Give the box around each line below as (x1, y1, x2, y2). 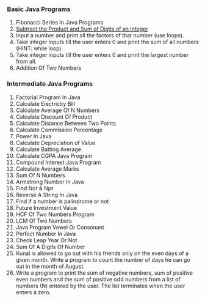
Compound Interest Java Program (15, 158, 101, 166)
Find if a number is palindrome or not (15, 198, 109, 205)
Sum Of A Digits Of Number (15, 243, 85, 250)
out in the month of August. (15, 262, 85, 270)
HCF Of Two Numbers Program (15, 210, 95, 218)
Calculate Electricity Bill (15, 100, 76, 107)
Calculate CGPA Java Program (15, 152, 93, 159)
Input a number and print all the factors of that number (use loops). (15, 32, 185, 39)
